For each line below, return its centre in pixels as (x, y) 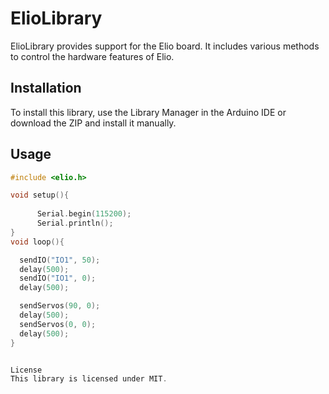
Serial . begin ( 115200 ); (84, 214)
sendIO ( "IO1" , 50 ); (60, 260)
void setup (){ (40, 195)
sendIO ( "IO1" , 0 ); (58, 278)
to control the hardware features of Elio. (92, 56)
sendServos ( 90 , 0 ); (60, 306)
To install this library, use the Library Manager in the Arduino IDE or (148, 112)
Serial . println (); (75, 223)
